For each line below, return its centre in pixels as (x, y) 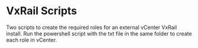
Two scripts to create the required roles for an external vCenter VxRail (92, 27)
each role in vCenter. (32, 40)
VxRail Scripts (41, 11)
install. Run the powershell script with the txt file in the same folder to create (99, 33)
